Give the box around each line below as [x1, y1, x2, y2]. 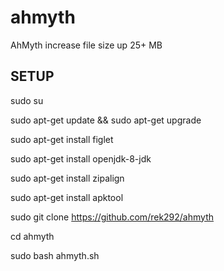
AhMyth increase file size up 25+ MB [10, 39, 163, 51]
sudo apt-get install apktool [10, 191, 124, 203]
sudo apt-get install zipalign [10, 172, 125, 184]
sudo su [10, 94, 44, 106]
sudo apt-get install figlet [10, 133, 114, 145]
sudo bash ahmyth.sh [10, 249, 100, 261]
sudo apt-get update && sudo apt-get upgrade [10, 114, 202, 126]
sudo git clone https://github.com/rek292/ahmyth [10, 211, 214, 223]
